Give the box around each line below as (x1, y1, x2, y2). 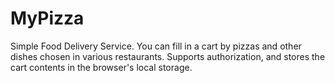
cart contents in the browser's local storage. (10, 61, 193, 73)
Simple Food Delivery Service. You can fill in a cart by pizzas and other (10, 40, 302, 52)
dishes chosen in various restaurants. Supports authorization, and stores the (10, 50, 326, 62)
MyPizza (10, 7, 85, 30)
